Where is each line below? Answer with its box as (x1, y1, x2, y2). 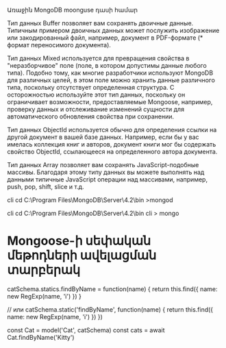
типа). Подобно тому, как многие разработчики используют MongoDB (7, 69, 214, 77)
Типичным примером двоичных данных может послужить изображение (7, 27, 220, 34)
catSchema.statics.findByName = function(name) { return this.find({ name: (7, 284, 218, 293)
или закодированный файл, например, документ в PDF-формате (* (7, 34, 203, 42)
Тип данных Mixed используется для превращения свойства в (7, 54, 190, 62)
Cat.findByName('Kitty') (7, 333, 75, 341)
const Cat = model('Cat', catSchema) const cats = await (7, 325, 166, 334)
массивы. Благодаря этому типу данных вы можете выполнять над (7, 168, 205, 176)
